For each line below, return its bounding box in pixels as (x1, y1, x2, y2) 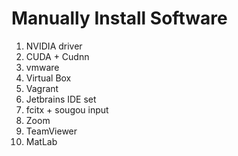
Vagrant (25, 82, 59, 94)
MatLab (25, 135, 58, 147)
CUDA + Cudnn (25, 50, 90, 62)
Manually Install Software (11, 7, 228, 30)
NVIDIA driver (25, 40, 83, 52)
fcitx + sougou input (25, 103, 109, 116)
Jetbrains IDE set (25, 93, 97, 105)
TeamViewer (25, 125, 78, 137)
